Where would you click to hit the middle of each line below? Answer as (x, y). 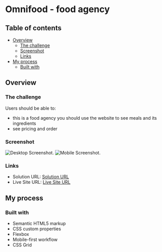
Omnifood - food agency (58, 9)
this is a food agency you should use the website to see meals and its (85, 118)
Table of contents (33, 28)
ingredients (24, 123)
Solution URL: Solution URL (41, 177)
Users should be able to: (31, 108)
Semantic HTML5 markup (39, 223)
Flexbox (21, 234)
